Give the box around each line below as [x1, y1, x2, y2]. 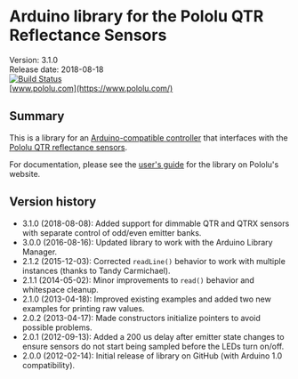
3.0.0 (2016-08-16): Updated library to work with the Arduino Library [21, 237, 273, 247]
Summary [9, 109, 65, 124]
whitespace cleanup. [21, 284, 100, 294]
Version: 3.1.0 [9, 54, 59, 65]
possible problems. [21, 322, 93, 333]
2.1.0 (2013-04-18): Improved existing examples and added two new [21, 294, 271, 304]
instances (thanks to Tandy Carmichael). [21, 265, 171, 276]
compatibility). [21, 359, 76, 370]
